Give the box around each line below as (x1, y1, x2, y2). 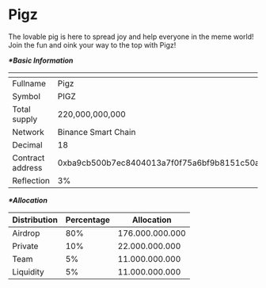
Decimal (12, 139, 43, 150)
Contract (12, 152, 45, 163)
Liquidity (12, 266, 45, 277)
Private (12, 240, 39, 252)
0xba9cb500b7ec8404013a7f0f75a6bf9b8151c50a (57, 157, 260, 168)
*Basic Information (8, 56, 74, 65)
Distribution (12, 214, 58, 225)
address (12, 162, 43, 173)
